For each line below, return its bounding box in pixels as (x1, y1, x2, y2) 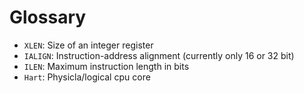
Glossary (9, 6, 87, 29)
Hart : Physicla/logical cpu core (23, 71, 151, 83)
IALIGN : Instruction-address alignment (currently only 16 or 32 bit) (23, 49, 295, 61)
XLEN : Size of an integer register (23, 39, 154, 51)
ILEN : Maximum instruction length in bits (23, 60, 190, 72)
